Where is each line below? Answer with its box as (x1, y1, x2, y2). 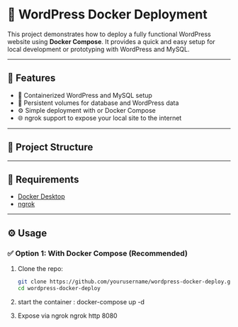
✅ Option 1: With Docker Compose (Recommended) (7, 248, 188, 258)
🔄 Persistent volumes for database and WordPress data (17, 99, 179, 107)
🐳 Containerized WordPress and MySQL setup (17, 91, 152, 99)
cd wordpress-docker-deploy (17, 284, 101, 292)
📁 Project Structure (7, 141, 93, 153)
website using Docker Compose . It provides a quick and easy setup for (7, 37, 216, 45)
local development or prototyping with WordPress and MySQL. (7, 45, 190, 53)
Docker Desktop (17, 192, 65, 201)
